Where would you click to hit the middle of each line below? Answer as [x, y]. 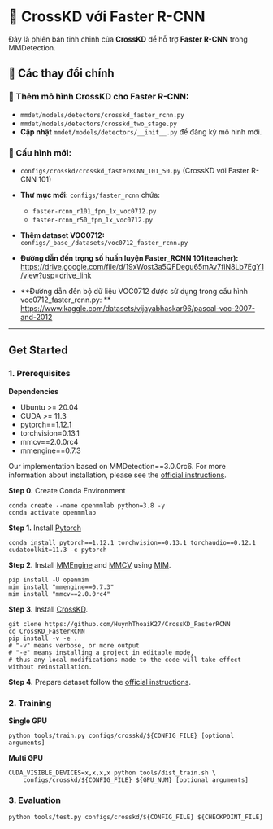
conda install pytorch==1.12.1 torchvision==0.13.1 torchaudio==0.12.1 [132, 542]
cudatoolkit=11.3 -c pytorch [58, 550]
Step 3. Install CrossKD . [48, 609]
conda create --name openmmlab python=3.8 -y [87, 505]
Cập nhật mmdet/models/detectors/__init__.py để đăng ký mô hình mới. [141, 132]
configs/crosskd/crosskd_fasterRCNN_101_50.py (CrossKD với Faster [135, 170]
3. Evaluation [35, 800]
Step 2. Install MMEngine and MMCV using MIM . [90, 564]
